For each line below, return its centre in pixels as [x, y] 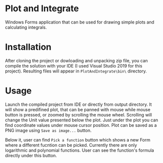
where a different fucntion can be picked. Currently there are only [71, 145]
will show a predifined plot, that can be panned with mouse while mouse [78, 109]
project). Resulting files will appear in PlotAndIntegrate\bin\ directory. [76, 71]
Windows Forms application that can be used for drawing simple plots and [80, 22]
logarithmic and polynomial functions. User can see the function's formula [80, 150]
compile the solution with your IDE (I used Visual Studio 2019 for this [74, 66]
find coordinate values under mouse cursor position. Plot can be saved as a [81, 125]
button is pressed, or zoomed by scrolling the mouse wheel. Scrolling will [79, 115]
